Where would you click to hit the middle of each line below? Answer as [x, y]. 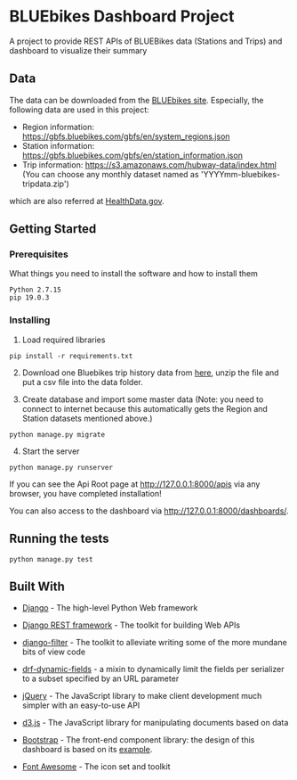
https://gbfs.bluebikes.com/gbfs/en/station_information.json [132, 155]
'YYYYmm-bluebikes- [241, 174]
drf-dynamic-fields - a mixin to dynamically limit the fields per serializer [153, 669]
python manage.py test [51, 559]
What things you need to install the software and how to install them [133, 274]
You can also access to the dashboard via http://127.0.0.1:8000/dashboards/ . [149, 511]
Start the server [51, 451]
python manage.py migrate [57, 434]
